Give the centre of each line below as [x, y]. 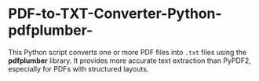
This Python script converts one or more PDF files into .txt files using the [128, 52]
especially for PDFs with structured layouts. [78, 68]
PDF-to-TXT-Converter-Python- [115, 14]
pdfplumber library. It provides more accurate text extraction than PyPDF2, [129, 61]
